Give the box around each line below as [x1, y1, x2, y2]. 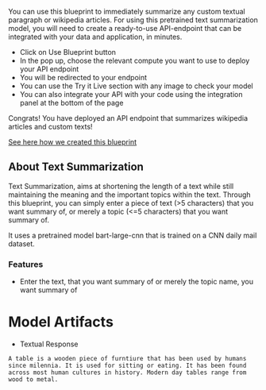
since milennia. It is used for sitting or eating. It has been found [8, 361, 247, 370]
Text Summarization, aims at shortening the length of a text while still [8, 181, 234, 191]
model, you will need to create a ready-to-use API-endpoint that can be [8, 24, 242, 33]
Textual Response [19, 339, 79, 349]
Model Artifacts [8, 313, 114, 331]
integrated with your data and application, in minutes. [8, 32, 183, 41]
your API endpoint [19, 64, 79, 74]
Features [8, 258, 44, 269]
